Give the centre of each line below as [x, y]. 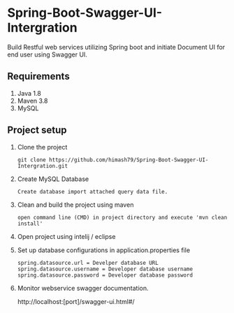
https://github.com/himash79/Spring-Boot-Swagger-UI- [129, 160]
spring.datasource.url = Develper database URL [88, 263]
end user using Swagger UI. [47, 54]
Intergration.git [43, 166]
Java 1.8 [29, 93]
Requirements [38, 77]
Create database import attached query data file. [93, 191]
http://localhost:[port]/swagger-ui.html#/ [76, 301]
